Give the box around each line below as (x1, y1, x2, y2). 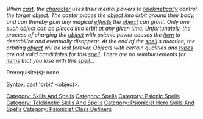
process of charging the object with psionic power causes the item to (6, 31, 181, 38)
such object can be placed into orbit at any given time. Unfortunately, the (6, 24, 191, 32)
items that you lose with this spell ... (6, 57, 95, 64)
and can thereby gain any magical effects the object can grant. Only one (6, 18, 190, 25)
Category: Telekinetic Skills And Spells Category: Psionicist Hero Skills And (6, 99, 195, 106)
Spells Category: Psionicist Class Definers (6, 106, 112, 112)
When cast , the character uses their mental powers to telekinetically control (6, 5, 197, 12)
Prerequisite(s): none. (6, 69, 61, 76)
